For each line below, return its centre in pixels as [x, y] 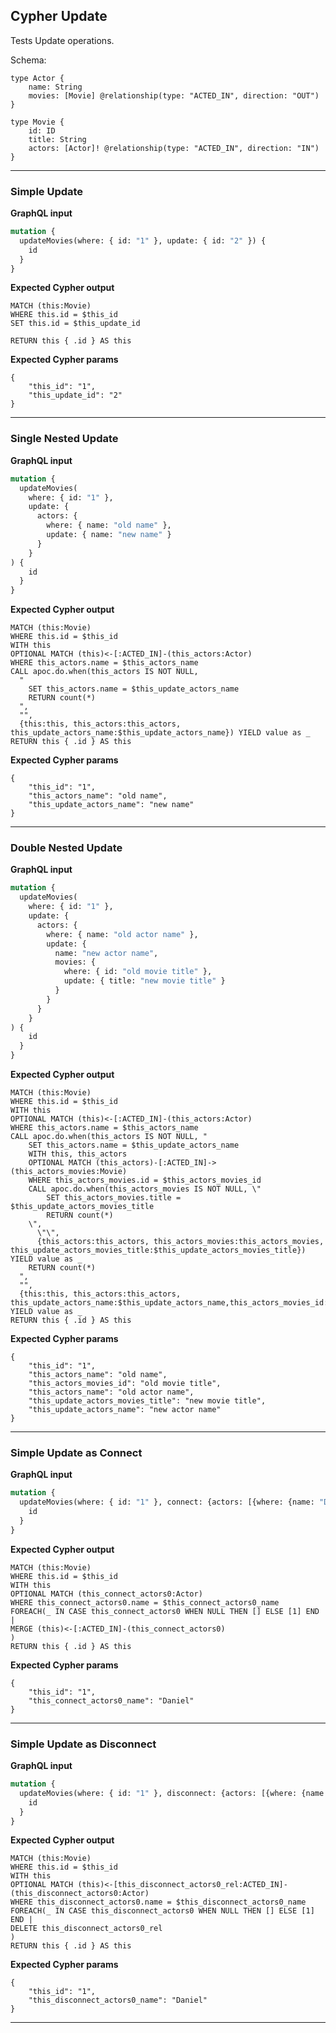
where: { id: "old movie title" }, [138, 972]
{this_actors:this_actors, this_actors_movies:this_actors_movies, [180, 1242]
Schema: [28, 60]
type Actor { [37, 78]
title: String [57, 139]
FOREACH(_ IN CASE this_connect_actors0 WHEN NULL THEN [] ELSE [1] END [165, 1611]
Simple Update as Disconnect [83, 1744]
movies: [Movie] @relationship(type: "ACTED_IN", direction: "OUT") [174, 95]
